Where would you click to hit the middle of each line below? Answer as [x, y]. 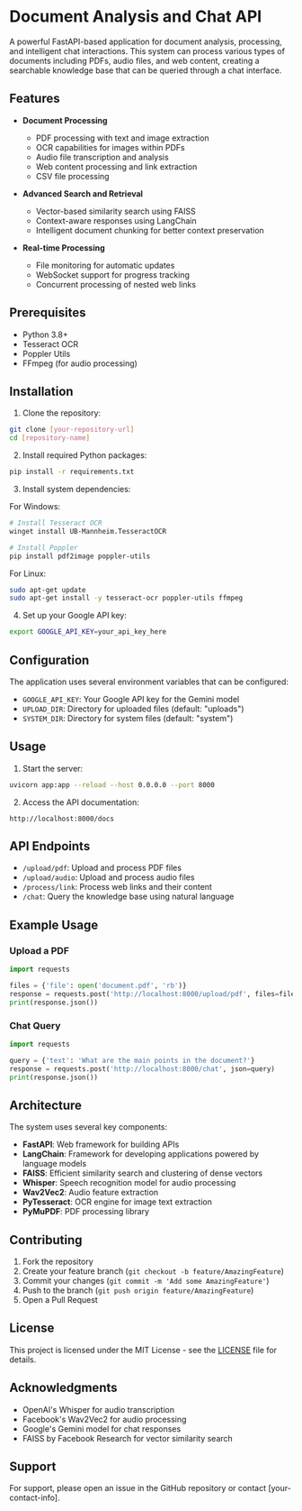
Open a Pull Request [60, 1300]
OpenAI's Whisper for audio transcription [98, 1409]
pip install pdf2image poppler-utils [80, 556]
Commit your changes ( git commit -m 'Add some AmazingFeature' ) [146, 1281]
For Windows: [35, 506]
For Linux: [28, 573]
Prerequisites [48, 313]
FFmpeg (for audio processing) [80, 363]
